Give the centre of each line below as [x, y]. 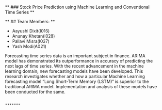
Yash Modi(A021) [29, 46]
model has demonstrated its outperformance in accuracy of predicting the [79, 61]
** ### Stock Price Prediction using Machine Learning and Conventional [77, 7]
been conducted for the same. [35, 92]
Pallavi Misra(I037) [31, 41]
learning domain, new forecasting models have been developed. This [74, 71]
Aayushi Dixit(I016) [31, 31]
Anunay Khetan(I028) [33, 36]
